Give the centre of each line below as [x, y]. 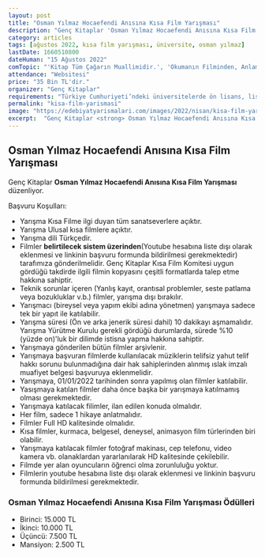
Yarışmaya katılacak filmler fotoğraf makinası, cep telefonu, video [126, 448]
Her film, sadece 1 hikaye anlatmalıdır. [81, 414]
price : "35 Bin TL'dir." [49, 81]
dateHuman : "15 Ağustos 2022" [58, 60]
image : [19, 112]
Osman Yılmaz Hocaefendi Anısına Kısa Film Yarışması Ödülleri [131, 502]
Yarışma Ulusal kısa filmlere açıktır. [76, 229]
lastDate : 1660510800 [44, 52]
